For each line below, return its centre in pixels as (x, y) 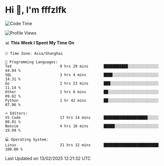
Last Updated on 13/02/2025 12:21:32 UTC (48, 158)
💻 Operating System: (27, 139)
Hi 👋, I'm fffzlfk (36, 10)
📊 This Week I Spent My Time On (40, 42)
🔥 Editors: (16, 113)
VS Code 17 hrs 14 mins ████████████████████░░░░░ (82, 117)
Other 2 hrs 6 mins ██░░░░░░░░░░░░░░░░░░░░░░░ (82, 92)
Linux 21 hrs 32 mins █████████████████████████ (82, 145)
